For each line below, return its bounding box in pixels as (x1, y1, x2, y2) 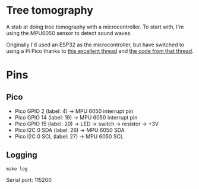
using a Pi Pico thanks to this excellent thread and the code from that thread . (6, 47, 194, 54)
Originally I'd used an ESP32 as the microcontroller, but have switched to (6, 41, 185, 48)
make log (6, 166, 28, 172)
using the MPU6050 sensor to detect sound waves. (6, 29, 132, 36)
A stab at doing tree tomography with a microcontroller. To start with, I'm (6, 23, 184, 30)
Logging (6, 150, 37, 160)
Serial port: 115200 (6, 176, 52, 183)
